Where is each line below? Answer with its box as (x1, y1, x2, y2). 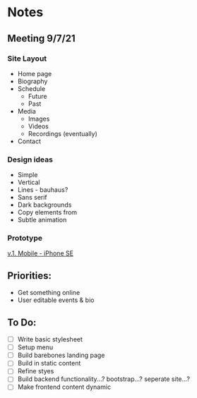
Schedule (17, 84, 46, 92)
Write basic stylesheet (17, 335, 83, 344)
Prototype (7, 234, 43, 243)
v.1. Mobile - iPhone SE (7, 249, 74, 258)
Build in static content (17, 359, 81, 368)
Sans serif (17, 193, 47, 202)
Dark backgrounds (17, 200, 72, 209)
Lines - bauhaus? (17, 186, 68, 194)
